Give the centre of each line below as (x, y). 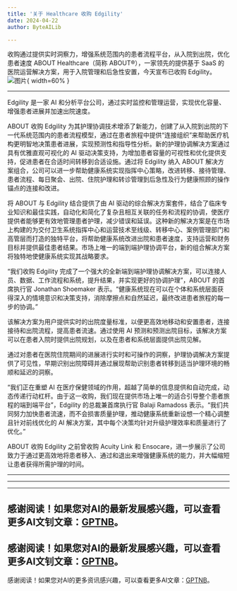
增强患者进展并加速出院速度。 (50, 111)
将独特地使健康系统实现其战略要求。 (60, 256)
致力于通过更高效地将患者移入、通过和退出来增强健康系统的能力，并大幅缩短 (119, 455)
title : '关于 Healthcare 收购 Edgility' (65, 14)
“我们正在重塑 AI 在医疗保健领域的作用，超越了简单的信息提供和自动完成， (115, 387)
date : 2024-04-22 (33, 21)
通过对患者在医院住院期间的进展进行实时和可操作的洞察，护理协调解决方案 (115, 355)
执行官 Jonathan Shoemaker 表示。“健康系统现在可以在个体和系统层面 (115, 289)
